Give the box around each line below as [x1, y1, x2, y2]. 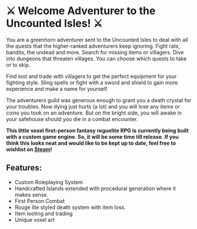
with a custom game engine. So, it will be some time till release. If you [6, 133, 179, 140]
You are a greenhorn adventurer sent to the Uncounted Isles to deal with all [6, 36, 188, 43]
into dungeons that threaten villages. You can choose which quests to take [6, 55, 187, 62]
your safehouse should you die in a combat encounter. [6, 115, 138, 122]
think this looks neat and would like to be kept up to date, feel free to [6, 139, 176, 146]
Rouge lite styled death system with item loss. [14, 204, 126, 211]
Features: [6, 163, 42, 173]
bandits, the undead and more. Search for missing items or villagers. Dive [6, 48, 184, 55]
